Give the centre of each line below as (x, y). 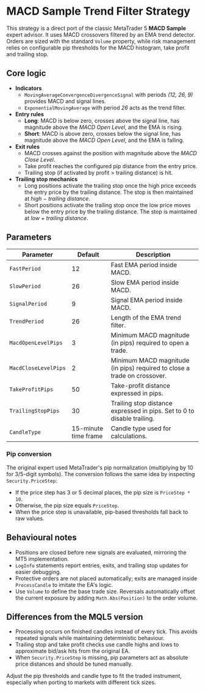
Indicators (28, 88)
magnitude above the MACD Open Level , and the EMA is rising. (103, 127)
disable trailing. (132, 418)
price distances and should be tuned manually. (74, 664)
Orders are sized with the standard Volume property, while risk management (101, 41)
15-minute (88, 428)
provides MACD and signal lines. (65, 101)
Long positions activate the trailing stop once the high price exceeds (110, 185)
